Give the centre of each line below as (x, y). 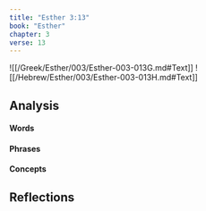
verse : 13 (28, 42)
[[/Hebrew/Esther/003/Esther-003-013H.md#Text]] (104, 78)
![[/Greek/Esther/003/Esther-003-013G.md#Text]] (102, 68)
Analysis (34, 105)
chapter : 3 (30, 34)
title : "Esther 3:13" (50, 17)
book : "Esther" (38, 26)
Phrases (25, 148)
